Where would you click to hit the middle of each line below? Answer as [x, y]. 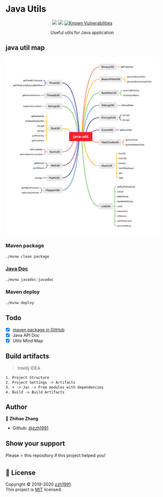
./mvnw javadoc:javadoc [30, 279]
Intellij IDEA [29, 368]
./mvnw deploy [20, 303]
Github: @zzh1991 [30, 428]
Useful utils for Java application [82, 32]
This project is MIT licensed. [34, 489]
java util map [25, 48]
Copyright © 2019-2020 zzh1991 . [39, 484]
